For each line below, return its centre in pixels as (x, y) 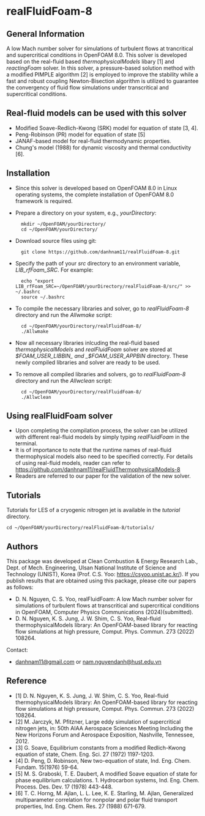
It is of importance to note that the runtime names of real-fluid (93, 450)
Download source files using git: (56, 240)
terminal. (26, 443)
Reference (27, 681)
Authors (22, 547)
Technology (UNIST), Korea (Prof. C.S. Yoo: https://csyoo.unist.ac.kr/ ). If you (103, 574)
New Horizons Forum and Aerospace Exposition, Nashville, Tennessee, (105, 735)
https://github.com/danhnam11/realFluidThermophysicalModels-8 (98, 470)
